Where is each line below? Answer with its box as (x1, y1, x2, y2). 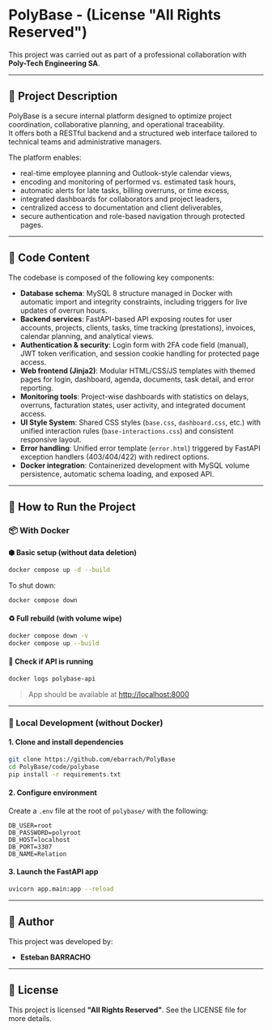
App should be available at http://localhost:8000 (28, 689, 189, 699)
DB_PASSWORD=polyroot (8, 828, 82, 836)
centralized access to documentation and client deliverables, (19, 203, 223, 212)
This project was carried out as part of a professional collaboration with (8, 49, 247, 59)
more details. (8, 1013, 53, 1023)
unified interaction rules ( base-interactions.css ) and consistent (19, 425, 234, 435)
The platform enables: (8, 152, 83, 162)
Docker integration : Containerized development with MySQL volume (19, 460, 250, 470)
